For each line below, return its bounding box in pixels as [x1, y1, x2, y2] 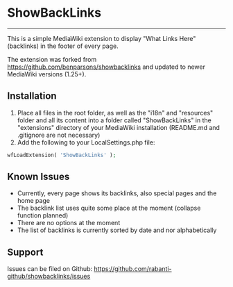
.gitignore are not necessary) [17, 131, 101, 139]
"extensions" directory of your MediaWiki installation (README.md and [17, 123, 221, 131]
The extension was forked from [7, 55, 97, 63]
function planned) [17, 211, 69, 220]
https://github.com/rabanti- [93, 265, 172, 273]
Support [7, 246, 44, 258]
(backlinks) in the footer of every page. [7, 42, 119, 50]
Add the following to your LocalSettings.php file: [17, 138, 155, 147]
